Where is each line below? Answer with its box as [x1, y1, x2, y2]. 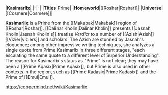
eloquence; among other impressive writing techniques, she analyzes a [5, 42, 155, 48]
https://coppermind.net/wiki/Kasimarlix [5, 84, 88, 90]
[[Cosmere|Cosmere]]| [5, 10, 53, 16]
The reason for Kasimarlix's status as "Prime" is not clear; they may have [5, 58, 158, 64]
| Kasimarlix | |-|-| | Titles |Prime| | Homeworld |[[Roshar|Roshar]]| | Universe [5, 5, 162, 11]
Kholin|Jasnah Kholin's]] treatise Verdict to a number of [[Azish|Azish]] [5, 31, 154, 37]
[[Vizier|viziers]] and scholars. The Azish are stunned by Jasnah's [5, 36, 144, 42]
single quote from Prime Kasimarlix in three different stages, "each [5, 47, 145, 53]
